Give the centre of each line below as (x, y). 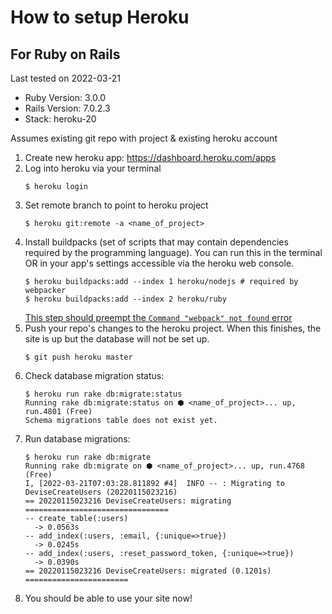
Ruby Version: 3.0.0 (65, 97)
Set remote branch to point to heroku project (116, 205)
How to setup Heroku (100, 17)
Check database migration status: (94, 375)
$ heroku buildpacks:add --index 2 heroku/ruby (125, 299)
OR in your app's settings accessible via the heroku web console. (159, 263)
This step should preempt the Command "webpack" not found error (158, 317)
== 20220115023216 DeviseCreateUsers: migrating (128, 501)
